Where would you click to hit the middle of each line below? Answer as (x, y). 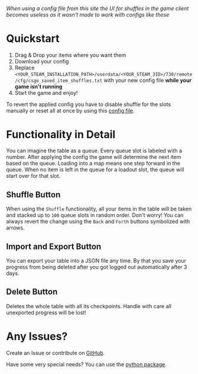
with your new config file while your (147, 80)
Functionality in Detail (61, 134)
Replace (25, 68)
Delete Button (32, 292)
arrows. (15, 228)
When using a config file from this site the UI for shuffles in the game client (98, 8)
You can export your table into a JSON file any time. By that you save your (96, 261)
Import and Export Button (54, 246)
